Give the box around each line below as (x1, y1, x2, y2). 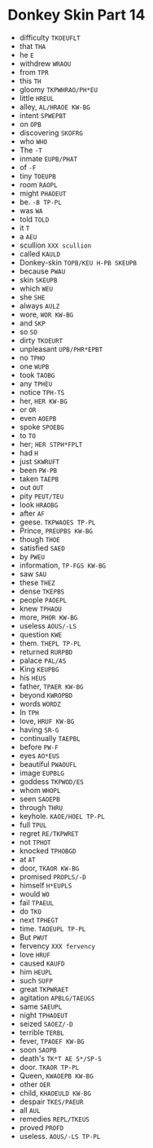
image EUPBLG (19, 768, 64, 778)
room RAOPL (19, 179, 58, 189)
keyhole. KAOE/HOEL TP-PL (19, 811, 105, 821)
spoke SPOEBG (19, 422, 64, 432)
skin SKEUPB (19, 274, 58, 284)
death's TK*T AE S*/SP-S (19, 1053, 103, 1063)
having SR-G (19, 725, 59, 734)
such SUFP (19, 975, 54, 985)
